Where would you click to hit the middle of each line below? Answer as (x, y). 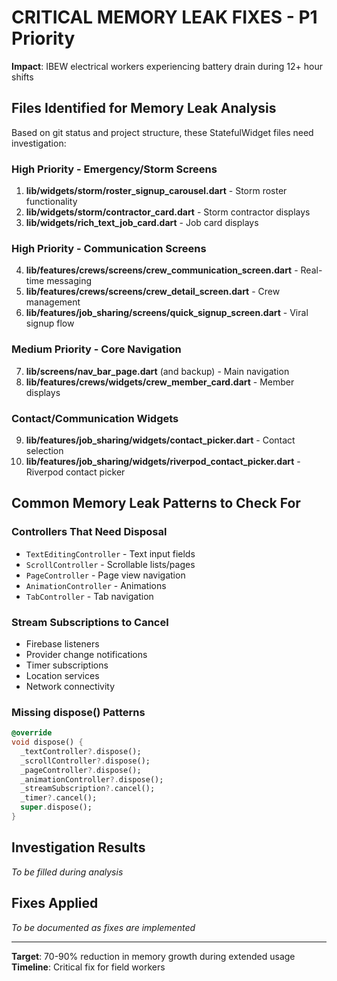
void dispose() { (47, 742)
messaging (69, 281)
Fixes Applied (55, 903)
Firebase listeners (62, 643)
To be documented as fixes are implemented (103, 927)
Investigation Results (78, 847)
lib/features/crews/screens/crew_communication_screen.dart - (162, 270)
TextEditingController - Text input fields (110, 553)
